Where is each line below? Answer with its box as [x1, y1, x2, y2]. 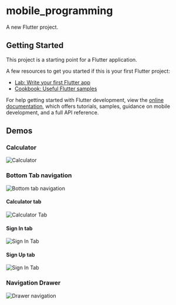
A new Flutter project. [6, 23, 59, 30]
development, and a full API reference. [6, 109, 99, 116]
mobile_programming [6, 4, 113, 18]
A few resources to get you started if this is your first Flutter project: [6, 67, 170, 74]
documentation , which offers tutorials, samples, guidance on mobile [6, 103, 170, 110]
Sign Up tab [6, 251, 35, 258]
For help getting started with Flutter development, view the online [6, 96, 164, 103]
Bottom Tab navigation [6, 171, 72, 179]
